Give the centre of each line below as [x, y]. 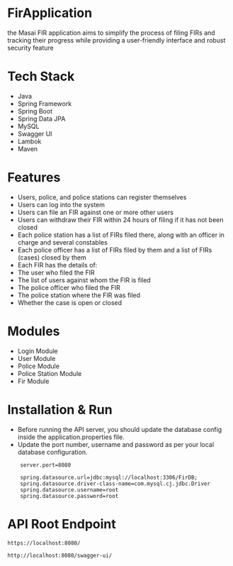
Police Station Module [50, 373]
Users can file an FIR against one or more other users [95, 212]
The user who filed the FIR [56, 272]
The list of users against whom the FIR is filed [84, 280]
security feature [31, 48]
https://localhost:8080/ [44, 543]
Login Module [38, 351]
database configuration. [52, 452]
